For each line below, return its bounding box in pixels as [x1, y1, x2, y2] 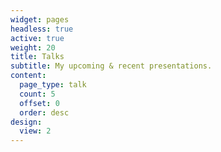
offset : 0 [19, 98, 60, 108]
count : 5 [19, 89, 56, 99]
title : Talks [10, 52, 65, 62]
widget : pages [10, 14, 70, 25]
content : [10, 71, 47, 81]
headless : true [10, 24, 74, 34]
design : [10, 117, 43, 127]
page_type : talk [19, 80, 87, 90]
